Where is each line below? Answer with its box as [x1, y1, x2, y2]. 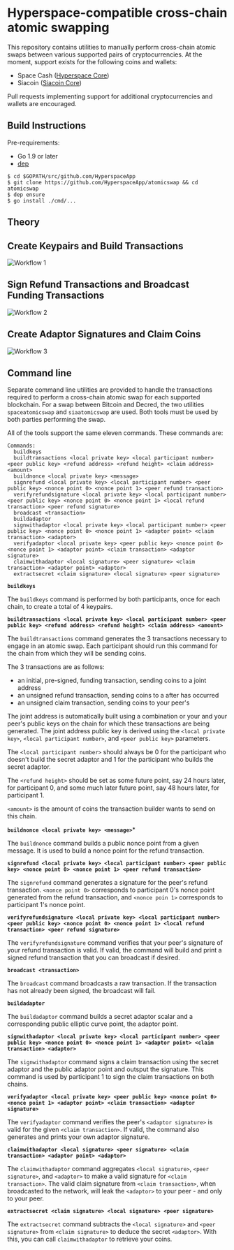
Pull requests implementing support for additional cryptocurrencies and [7, 92, 213, 101]
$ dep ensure [7, 191, 45, 198]
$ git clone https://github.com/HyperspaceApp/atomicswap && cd [7, 179, 198, 186]
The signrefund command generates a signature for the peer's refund [7, 878, 208, 887]
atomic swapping [7, 20, 110, 36]
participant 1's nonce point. [7, 901, 86, 909]
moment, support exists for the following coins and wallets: [7, 57, 177, 66]
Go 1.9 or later [17, 152, 58, 160]
